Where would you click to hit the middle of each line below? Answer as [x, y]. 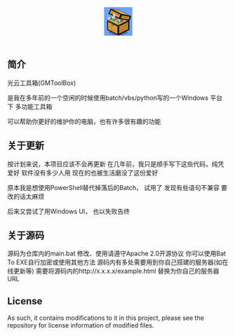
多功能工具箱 [34, 106]
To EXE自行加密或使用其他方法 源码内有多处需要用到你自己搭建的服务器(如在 [118, 262]
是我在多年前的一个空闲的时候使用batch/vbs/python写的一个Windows [108, 98]
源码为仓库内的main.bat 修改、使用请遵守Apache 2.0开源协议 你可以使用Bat [117, 254]
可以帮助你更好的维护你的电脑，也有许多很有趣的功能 [84, 121]
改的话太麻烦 [26, 196]
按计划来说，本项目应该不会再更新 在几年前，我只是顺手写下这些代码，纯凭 [116, 163]
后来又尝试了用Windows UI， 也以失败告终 [69, 211]
